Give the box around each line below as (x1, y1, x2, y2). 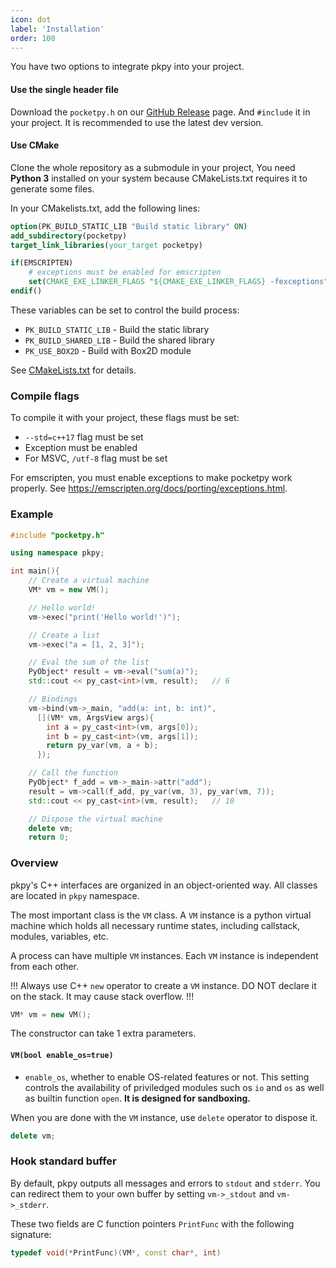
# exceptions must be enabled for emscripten (28, 267, 222, 278)
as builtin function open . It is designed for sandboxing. (24, 1092, 251, 1104)
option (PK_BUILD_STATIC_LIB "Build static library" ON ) (10, 221, 248, 231)
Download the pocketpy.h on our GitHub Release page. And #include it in (10, 106, 311, 118)
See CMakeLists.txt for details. (10, 364, 137, 376)
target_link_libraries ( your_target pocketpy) (10, 240, 203, 250)
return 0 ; (28, 832, 70, 843)
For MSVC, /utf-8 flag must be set (24, 452, 168, 465)
